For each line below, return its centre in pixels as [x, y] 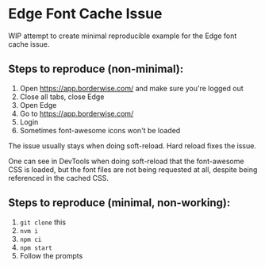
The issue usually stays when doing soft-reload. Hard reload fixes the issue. [132, 145]
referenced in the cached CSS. [59, 178]
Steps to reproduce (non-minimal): [96, 69]
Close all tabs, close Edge [62, 97]
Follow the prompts [51, 255]
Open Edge [38, 105]
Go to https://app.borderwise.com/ [77, 113]
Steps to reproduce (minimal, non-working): [119, 203]
